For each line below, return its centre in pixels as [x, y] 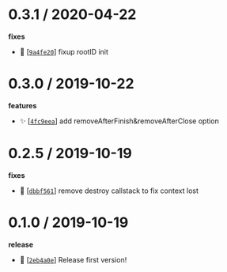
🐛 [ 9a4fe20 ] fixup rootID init [64, 51]
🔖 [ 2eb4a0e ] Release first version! [73, 259]
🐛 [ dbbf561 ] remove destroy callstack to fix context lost [109, 191]
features [23, 105]
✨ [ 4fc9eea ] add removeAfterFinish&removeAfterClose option [119, 121]
